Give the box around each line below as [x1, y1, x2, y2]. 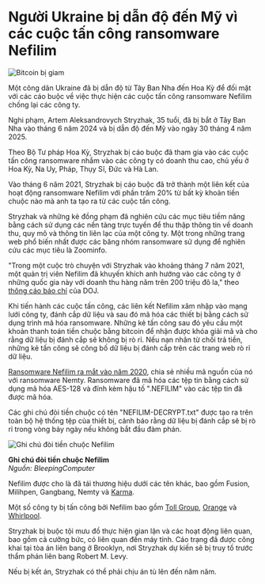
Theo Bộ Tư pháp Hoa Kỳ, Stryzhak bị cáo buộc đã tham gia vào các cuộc [8, 147, 249, 157]
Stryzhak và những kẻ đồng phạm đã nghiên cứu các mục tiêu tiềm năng [8, 211, 245, 221]
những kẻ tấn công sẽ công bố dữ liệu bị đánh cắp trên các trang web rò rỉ [8, 343, 251, 352]
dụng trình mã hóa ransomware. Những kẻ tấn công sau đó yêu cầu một [8, 317, 243, 328]
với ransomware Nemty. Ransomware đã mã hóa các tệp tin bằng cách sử [8, 375, 249, 385]
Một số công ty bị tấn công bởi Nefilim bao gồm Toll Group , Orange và [8, 502, 237, 512]
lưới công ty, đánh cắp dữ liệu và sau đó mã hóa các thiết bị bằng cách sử [8, 309, 249, 319]
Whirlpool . [8, 510, 42, 520]
